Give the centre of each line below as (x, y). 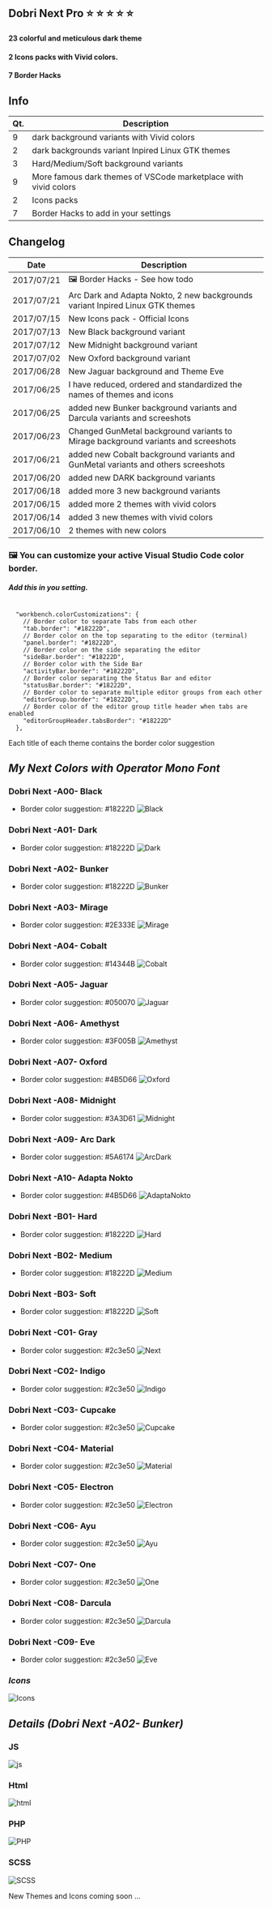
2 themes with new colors (117, 530)
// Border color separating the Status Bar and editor (117, 678)
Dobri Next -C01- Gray (53, 1333)
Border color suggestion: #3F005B (78, 1041)
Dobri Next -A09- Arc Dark (62, 1139)
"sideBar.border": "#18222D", (74, 657)
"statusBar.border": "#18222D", (77, 685)
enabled (21, 713)
